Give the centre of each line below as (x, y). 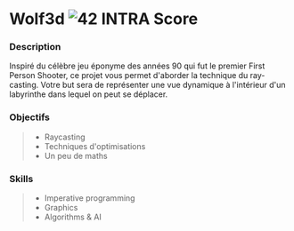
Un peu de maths (76, 155)
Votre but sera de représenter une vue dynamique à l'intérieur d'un (163, 85)
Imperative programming (90, 198)
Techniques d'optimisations (95, 146)
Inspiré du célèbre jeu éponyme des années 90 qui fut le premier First (137, 66)
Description (35, 47)
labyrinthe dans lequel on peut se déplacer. (89, 94)
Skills (21, 179)
